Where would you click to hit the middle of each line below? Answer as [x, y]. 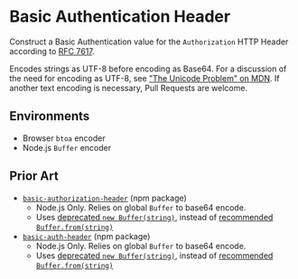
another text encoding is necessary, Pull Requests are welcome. [129, 88]
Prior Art [34, 177]
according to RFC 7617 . [52, 51]
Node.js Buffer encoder [66, 147]
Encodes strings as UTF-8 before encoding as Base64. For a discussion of [148, 69]
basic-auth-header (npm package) [86, 236]
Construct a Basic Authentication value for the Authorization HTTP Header [149, 42]
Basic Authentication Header [120, 17]
